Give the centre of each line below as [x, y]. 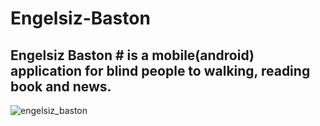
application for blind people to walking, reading [160, 70]
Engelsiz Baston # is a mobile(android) [132, 55]
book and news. [61, 86]
